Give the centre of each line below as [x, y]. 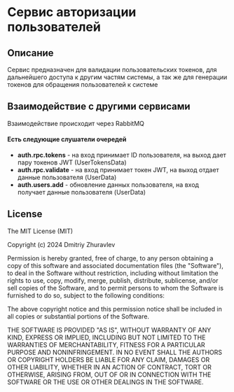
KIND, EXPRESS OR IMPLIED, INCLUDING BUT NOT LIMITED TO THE [106, 337]
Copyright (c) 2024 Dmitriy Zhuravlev [61, 244]
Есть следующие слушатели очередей [67, 139]
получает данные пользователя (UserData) [81, 192]
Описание [30, 53]
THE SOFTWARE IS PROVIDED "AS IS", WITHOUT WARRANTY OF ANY [109, 330]
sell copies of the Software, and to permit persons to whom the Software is [116, 288]
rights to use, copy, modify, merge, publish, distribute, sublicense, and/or [113, 280]
